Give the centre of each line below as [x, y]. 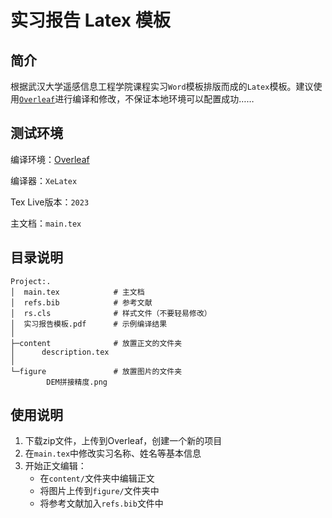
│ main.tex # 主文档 [77, 292]
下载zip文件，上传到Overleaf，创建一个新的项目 [123, 441]
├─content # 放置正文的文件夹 [96, 343]
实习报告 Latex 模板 [90, 20]
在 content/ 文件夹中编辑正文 [97, 478]
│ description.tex [60, 352]
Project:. [31, 281]
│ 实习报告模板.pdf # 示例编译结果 [89, 324]
